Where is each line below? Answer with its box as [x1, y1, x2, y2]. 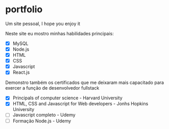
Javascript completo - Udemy [12, 112, 76, 118]
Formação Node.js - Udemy [12, 118, 71, 124]
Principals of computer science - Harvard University [12, 95, 123, 101]
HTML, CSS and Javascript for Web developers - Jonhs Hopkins [12, 101, 149, 107]
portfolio [5, 4, 43, 15]
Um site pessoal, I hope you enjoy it [5, 20, 81, 27]
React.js [12, 69, 30, 75]
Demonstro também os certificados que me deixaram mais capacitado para [5, 79, 164, 85]
